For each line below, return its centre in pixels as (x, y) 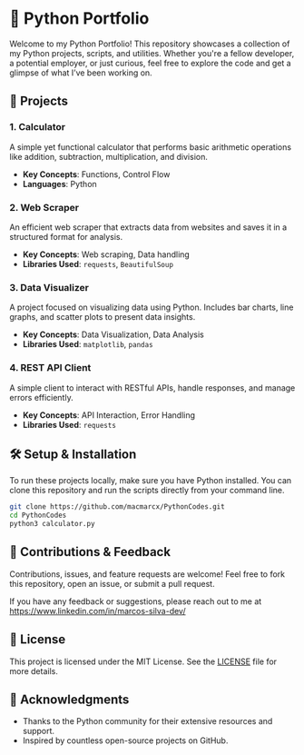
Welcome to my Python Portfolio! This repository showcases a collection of (150, 44)
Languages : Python (59, 184)
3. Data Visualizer (49, 287)
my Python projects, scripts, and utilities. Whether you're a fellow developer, (152, 53)
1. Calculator (38, 127)
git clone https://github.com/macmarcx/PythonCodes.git (117, 507)
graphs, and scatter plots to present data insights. (103, 317)
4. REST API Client (50, 368)
